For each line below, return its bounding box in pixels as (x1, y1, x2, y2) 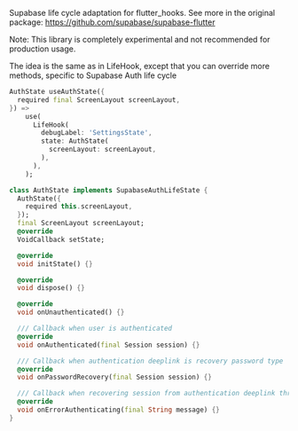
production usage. (9, 43, 76, 54)
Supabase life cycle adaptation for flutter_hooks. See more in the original (9, 8, 276, 18)
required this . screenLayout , (25, 202, 133, 211)
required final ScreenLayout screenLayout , (17, 95, 180, 105)
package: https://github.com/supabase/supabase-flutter (9, 17, 216, 27)
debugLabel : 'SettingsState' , (41, 129, 153, 137)
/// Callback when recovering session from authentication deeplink (17, 389, 276, 398)
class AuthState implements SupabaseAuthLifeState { (9, 185, 208, 194)
